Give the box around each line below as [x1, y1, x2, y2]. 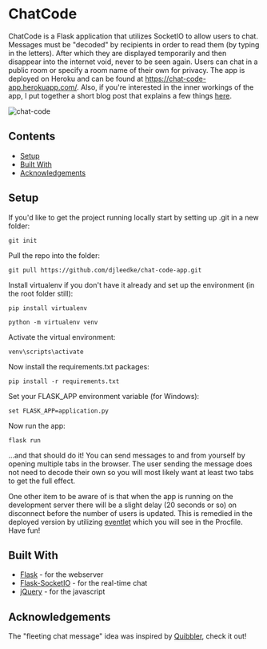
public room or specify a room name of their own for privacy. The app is [8, 65, 245, 75]
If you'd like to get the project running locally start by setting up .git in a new [8, 212, 259, 222]
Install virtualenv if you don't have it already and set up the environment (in [8, 280, 255, 289]
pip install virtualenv [8, 304, 88, 312]
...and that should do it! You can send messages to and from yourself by [8, 450, 245, 460]
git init [8, 236, 38, 244]
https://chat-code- [145, 74, 206, 83]
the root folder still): [8, 288, 74, 298]
